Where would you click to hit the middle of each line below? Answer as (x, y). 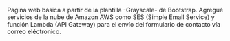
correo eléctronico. (34, 31)
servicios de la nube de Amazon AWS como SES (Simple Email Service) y (111, 17)
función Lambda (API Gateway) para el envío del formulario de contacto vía (114, 24)
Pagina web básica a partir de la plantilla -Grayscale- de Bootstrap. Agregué (115, 10)
